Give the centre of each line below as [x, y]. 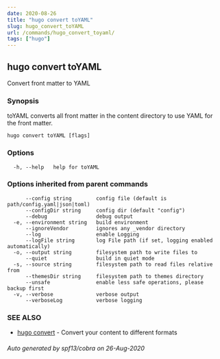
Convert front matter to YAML [49, 83]
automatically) [29, 246]
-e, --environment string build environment [81, 222]
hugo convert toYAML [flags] [49, 136]
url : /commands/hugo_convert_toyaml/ [61, 33]
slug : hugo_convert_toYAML [46, 26]
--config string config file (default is [96, 198]
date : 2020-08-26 [32, 13]
